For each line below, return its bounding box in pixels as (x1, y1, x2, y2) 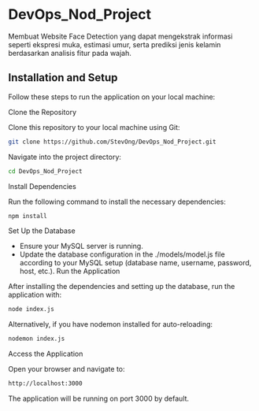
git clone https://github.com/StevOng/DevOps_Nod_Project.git (8, 138, 216, 146)
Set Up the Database (8, 226, 76, 235)
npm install (8, 212, 47, 220)
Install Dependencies (8, 181, 76, 191)
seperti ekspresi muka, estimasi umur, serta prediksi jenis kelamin (8, 39, 221, 49)
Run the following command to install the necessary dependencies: (8, 197, 227, 206)
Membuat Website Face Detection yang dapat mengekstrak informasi (8, 31, 233, 41)
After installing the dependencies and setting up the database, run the (8, 282, 235, 291)
